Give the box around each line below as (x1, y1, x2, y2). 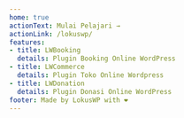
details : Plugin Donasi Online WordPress (17, 87, 172, 96)
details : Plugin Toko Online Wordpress (17, 71, 165, 80)
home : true (9, 12, 50, 22)
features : (9, 37, 46, 47)
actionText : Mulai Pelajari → (9, 21, 121, 30)
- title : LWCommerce (9, 63, 86, 72)
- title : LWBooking (9, 46, 81, 55)
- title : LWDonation (9, 79, 86, 88)
